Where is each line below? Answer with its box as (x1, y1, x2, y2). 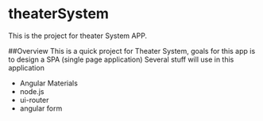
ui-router (19, 95, 49, 104)
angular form (19, 104, 63, 113)
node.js (19, 86, 45, 96)
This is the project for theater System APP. (8, 31, 148, 40)
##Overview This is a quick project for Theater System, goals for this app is (8, 46, 256, 55)
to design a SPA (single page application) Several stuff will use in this (8, 55, 234, 64)
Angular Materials (19, 78, 78, 88)
